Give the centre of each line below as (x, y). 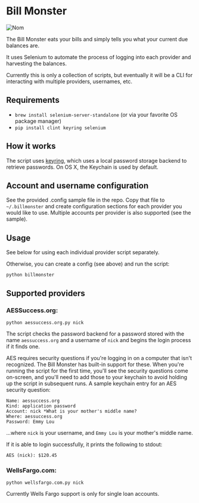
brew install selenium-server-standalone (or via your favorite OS (96, 114)
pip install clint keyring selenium (60, 128)
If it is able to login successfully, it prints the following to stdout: (84, 444)
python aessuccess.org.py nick (45, 322)
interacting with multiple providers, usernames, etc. (69, 81)
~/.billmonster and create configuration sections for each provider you (94, 206)
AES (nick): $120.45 (32, 455)
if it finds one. (23, 346)
